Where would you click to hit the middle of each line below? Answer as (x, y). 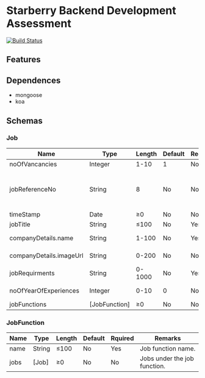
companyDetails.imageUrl (46, 255)
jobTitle (20, 224)
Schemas (24, 120)
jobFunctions (28, 304)
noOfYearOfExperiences (44, 290)
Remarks (168, 338)
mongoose (29, 95)
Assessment (39, 23)
